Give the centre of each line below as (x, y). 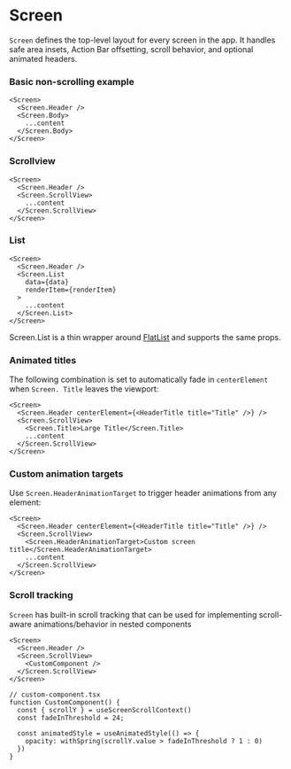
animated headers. (43, 58)
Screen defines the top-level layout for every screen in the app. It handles (142, 40)
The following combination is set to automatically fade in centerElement (138, 380)
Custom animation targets (66, 474)
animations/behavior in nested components (113, 624)
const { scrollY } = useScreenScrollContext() (104, 710)
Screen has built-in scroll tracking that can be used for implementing (133, 614)
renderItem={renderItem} (71, 290)
